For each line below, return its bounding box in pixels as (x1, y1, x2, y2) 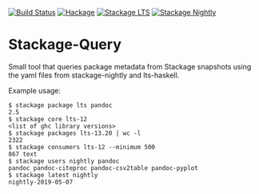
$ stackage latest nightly (8, 171, 98, 179)
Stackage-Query (8, 36, 122, 53)
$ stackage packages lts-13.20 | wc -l (8, 129, 141, 137)
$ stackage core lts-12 (8, 115, 88, 123)
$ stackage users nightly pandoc (8, 156, 120, 165)
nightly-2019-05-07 (8, 178, 74, 186)
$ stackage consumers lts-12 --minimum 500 (8, 143, 156, 151)
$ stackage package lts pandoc (8, 101, 113, 109)
